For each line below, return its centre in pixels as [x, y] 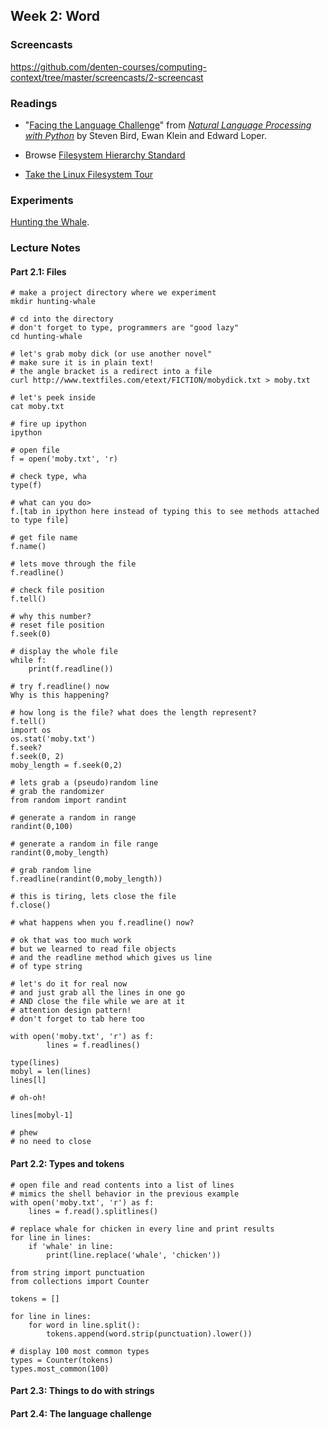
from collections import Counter [80, 1281]
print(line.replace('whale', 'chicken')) [134, 1255]
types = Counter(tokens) [62, 1360]
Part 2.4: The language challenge [81, 1413]
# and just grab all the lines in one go [98, 993]
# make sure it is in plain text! [82, 363]
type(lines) [35, 1063]
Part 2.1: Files [38, 271]
